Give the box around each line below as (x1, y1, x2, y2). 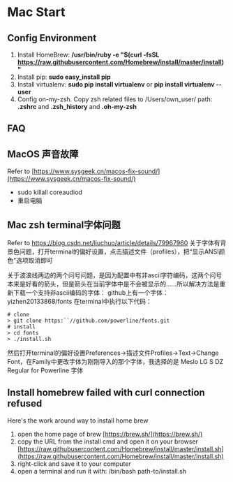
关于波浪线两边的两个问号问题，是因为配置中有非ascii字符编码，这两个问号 (7, 271, 223, 279)
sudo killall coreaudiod (17, 188, 82, 196)
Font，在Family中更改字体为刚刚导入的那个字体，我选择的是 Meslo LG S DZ (7, 358, 224, 366)
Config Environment (7, 32, 97, 44)
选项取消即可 (16, 256, 54, 265)
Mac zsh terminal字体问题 (7, 219, 121, 231)
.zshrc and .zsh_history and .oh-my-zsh (17, 103, 137, 110)
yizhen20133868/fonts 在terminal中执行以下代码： (7, 298, 152, 306)
